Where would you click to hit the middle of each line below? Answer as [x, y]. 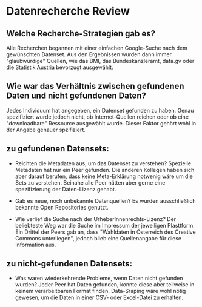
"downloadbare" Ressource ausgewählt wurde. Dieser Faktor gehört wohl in [101, 123]
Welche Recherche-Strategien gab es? [81, 34]
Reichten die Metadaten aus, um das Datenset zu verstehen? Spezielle [103, 163]
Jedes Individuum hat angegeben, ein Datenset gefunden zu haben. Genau [100, 110]
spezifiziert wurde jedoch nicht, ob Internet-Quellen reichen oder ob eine [98, 117]
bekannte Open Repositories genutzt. [62, 207]
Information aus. [35, 245]
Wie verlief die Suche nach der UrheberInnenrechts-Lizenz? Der [96, 219]
